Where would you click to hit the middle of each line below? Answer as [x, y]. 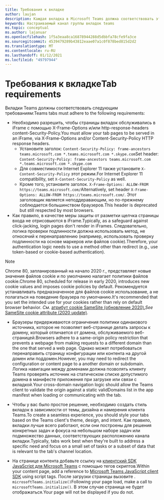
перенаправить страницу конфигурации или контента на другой [79, 353]
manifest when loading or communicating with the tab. [67, 395]
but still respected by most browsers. [57, 210]
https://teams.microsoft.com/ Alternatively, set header [75, 190]
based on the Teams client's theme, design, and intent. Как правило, [82, 420]
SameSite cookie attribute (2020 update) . [47, 313]
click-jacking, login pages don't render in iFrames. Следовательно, [80, 226]
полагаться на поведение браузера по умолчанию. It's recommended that [81, 297]
